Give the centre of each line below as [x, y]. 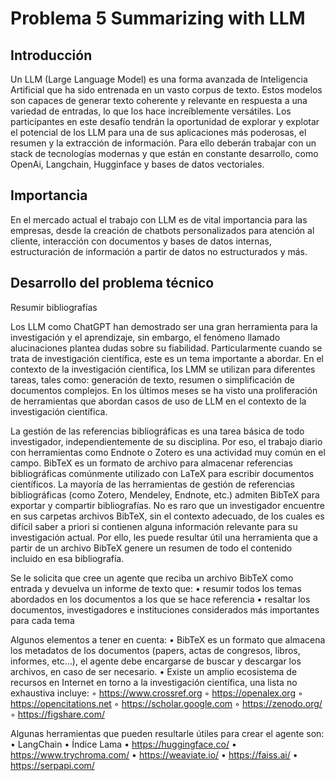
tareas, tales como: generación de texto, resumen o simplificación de [152, 379]
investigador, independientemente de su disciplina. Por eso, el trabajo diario [166, 441]
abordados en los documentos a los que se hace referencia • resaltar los [160, 599]
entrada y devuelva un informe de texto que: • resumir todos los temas [156, 588]
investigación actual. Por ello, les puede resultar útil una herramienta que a [164, 537]
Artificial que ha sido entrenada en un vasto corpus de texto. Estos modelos [166, 90]
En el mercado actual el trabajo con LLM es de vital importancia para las [159, 219]
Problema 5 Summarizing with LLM [158, 18]
